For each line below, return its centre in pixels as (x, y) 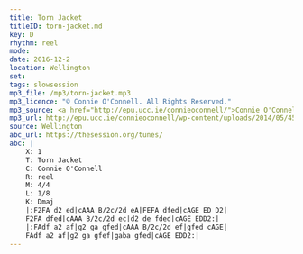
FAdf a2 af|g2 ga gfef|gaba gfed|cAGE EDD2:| (113, 235)
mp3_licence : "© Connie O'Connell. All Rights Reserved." (120, 101)
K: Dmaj (40, 202)
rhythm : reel (34, 43)
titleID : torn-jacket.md (56, 26)
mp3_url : (26, 118)
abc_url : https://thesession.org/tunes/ (87, 135)
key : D (22, 34)
